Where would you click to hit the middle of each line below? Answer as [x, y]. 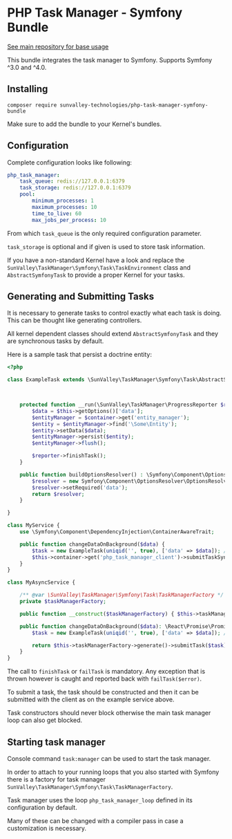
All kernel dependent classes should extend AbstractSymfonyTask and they [113, 334]
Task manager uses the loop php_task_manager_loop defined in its [100, 800]
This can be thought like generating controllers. [75, 320]
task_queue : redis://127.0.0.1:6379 [72, 181]
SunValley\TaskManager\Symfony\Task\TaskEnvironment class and [99, 267]
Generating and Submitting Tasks [80, 296]
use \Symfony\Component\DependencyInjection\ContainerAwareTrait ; [117, 532]
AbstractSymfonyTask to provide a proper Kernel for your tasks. [96, 275]
